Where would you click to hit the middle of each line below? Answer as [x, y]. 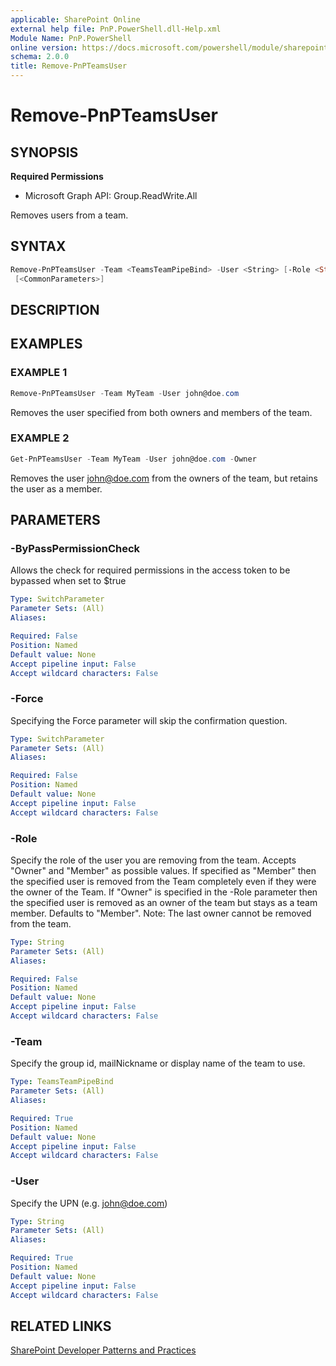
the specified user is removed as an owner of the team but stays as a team [164, 902]
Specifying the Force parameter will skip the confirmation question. [149, 720]
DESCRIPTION [55, 309]
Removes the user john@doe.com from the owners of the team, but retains [164, 478]
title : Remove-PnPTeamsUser [69, 66]
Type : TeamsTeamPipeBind [62, 1082]
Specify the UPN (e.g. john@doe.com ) [89, 1203]
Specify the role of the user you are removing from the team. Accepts [153, 860]
